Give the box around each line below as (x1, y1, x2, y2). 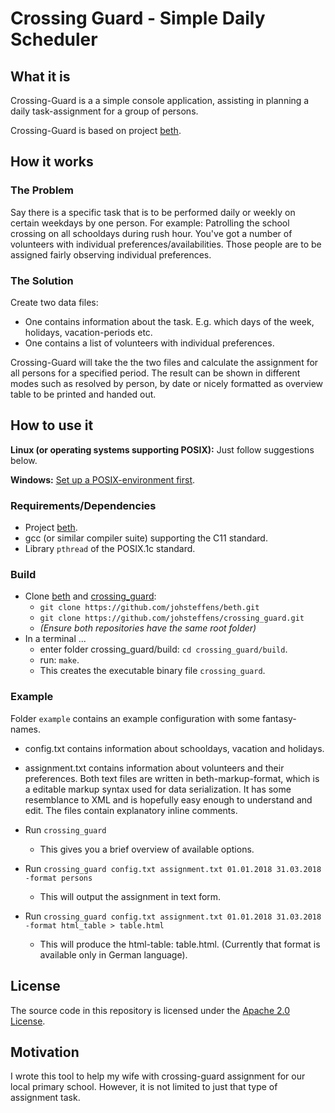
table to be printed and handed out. (10, 388, 157, 400)
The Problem (10, 183, 75, 197)
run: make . (39, 654, 80, 666)
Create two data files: (10, 296, 99, 308)
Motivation (10, 1043, 80, 1061)
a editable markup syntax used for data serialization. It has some (24, 783, 292, 795)
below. (10, 454, 38, 466)
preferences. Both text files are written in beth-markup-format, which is (24, 772, 320, 784)
